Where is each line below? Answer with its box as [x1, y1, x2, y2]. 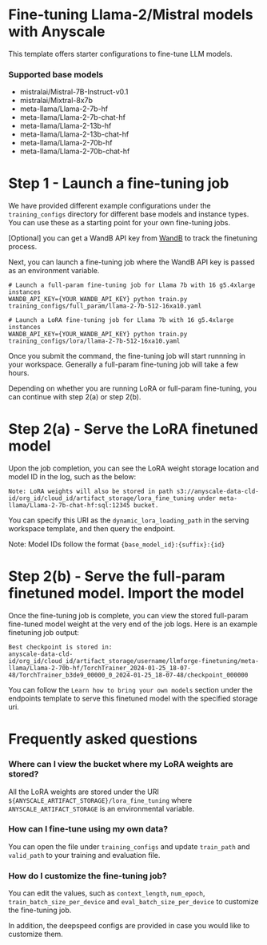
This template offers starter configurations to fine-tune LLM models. [8, 49, 233, 58]
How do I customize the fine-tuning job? [8, 870, 167, 881]
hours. [8, 368, 30, 378]
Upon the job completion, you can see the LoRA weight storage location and [8, 463, 260, 473]
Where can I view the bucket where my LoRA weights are [8, 759, 233, 770]
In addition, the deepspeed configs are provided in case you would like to [8, 921, 250, 931]
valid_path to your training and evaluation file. [8, 850, 161, 860]
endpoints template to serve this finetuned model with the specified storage [8, 693, 258, 704]
